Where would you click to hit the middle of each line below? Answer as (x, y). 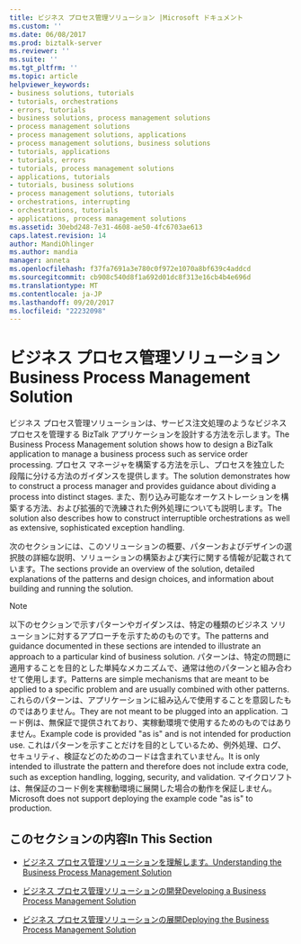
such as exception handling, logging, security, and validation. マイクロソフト (151, 777)
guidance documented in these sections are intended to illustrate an (135, 646)
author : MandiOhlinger (52, 244)
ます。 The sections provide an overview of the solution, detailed (136, 569)
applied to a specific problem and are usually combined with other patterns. (150, 689)
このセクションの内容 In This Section (111, 839)
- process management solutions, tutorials (92, 194)
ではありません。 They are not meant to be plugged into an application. (147, 712)
